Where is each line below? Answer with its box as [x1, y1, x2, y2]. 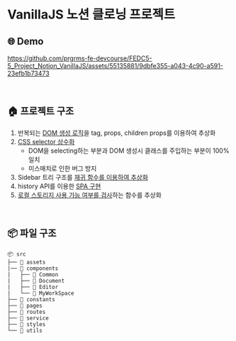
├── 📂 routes [7, 308, 46, 315]
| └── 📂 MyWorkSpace [7, 289, 74, 297]
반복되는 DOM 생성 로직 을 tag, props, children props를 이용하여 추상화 [17, 129, 216, 137]
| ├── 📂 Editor [7, 283, 59, 291]
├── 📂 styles [7, 320, 46, 328]
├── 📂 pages [7, 302, 43, 309]
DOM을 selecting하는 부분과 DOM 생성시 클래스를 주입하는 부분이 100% [28, 146, 230, 155]
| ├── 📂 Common [7, 271, 59, 278]
